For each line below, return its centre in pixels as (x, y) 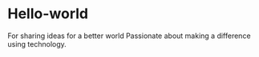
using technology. (37, 44)
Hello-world (48, 14)
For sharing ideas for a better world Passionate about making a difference (129, 36)
